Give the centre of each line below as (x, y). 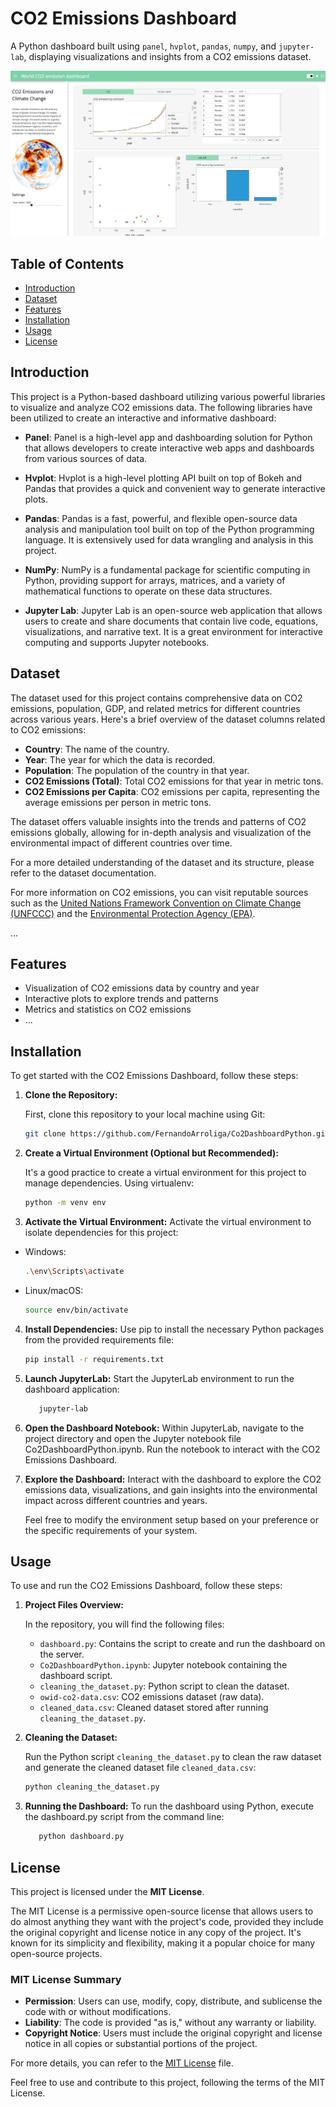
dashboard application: (72, 1389)
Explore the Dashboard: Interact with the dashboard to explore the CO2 (173, 1479)
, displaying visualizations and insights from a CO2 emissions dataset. (167, 56)
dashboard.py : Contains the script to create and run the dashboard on (182, 1644)
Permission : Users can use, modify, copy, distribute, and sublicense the (173, 2001)
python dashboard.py (81, 1837)
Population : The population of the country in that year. (137, 770)
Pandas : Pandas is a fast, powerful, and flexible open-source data (161, 518)
